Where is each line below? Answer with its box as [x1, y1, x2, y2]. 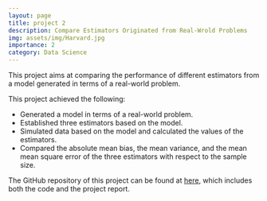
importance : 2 [8, 41, 56, 49]
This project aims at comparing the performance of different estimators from [8, 71, 260, 79]
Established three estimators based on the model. [19, 118, 183, 127]
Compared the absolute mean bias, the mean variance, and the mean [19, 144, 247, 153]
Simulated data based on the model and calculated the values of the [19, 126, 244, 136]
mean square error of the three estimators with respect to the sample [19, 152, 247, 161]
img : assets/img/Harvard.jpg [8, 33, 105, 42]
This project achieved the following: [8, 95, 126, 103]
